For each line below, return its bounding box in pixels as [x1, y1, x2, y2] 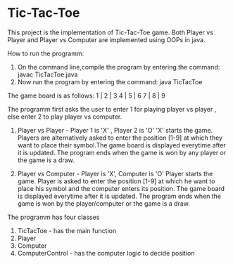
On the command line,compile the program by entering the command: [17, 62, 220, 71]
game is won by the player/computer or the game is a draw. [17, 199, 190, 208]
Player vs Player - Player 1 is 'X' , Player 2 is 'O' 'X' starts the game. [17, 126, 213, 134]
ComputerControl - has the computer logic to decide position [17, 249, 195, 257]
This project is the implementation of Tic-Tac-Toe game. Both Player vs [7, 28, 213, 37]
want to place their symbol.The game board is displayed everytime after [17, 140, 227, 149]
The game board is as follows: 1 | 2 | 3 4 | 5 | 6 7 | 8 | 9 [7, 91, 165, 100]
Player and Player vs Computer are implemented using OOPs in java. [7, 35, 206, 44]
